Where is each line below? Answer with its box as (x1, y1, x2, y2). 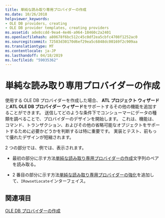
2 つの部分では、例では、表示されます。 (5, 145, 87, 151)
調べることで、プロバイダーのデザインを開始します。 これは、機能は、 (13, 116, 157, 122)
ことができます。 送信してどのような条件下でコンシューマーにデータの (9, 110, 153, 116)
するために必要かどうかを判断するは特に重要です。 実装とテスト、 (9, 128, 144, 134)
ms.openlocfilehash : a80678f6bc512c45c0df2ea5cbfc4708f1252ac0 (5, 35, 138, 40)
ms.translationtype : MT (5, 44, 54, 49)
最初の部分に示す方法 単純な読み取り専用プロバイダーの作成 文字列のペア (12, 156, 159, 161)
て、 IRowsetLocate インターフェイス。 (12, 178, 88, 184)
